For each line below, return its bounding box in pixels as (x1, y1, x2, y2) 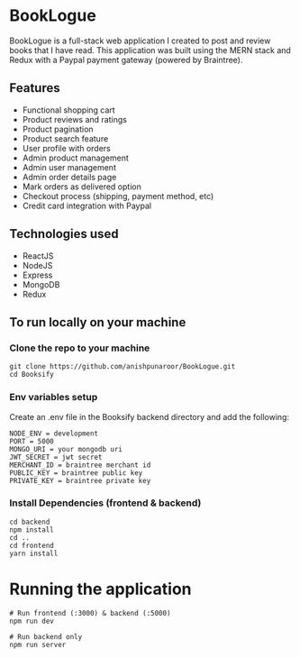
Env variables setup (9, 391, 98, 404)
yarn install (9, 549, 59, 558)
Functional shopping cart (22, 105, 115, 115)
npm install (9, 525, 54, 535)
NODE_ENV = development (9, 429, 99, 438)
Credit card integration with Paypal (22, 200, 151, 211)
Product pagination (22, 123, 94, 134)
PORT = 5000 (9, 436, 54, 446)
